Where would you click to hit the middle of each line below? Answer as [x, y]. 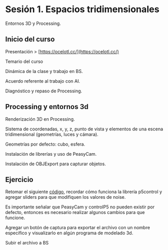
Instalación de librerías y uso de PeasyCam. [51, 154]
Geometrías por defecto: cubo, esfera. [45, 144]
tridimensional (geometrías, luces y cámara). [52, 134]
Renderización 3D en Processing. [40, 119]
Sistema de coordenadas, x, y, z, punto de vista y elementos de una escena [84, 129]
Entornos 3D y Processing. [33, 23]
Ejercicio [19, 179]
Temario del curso [24, 61]
